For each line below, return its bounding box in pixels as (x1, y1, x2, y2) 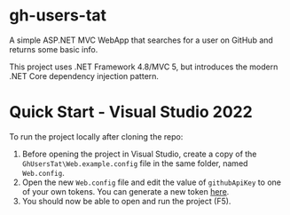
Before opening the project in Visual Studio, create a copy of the (21, 148, 257, 159)
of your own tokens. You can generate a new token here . (21, 186, 230, 196)
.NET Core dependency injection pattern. (9, 70, 160, 81)
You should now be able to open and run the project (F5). (21, 195, 231, 206)
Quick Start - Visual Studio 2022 (9, 102, 253, 123)
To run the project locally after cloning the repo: (9, 131, 184, 142)
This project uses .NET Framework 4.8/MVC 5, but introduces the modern (9, 61, 278, 72)
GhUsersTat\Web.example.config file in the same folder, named (21, 157, 248, 169)
